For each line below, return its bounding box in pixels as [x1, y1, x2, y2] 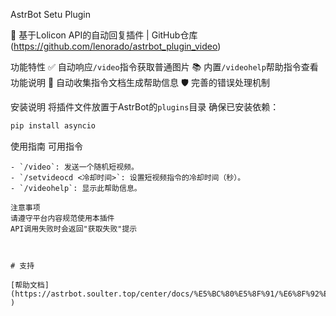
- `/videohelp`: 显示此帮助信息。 [10, 183, 142, 193]
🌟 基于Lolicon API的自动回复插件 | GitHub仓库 [10, 29, 198, 41]
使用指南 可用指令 [10, 140, 83, 152]
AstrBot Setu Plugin [10, 9, 91, 20]
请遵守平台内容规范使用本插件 [10, 213, 115, 223]
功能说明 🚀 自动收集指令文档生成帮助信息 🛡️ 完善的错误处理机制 [10, 77, 270, 88]
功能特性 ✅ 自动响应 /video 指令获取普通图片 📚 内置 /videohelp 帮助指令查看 [10, 61, 319, 73]
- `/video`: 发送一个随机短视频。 [10, 162, 139, 172]
